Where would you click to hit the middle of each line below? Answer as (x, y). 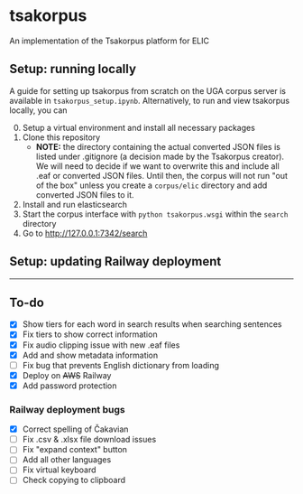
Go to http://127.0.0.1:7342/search (85, 233)
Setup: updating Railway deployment (115, 261)
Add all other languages (67, 460)
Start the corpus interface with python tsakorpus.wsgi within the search (155, 214)
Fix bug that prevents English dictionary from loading (120, 365)
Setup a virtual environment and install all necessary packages (138, 127)
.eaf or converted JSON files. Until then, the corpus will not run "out (162, 175)
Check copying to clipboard (74, 480)
